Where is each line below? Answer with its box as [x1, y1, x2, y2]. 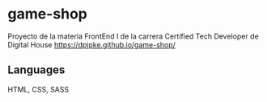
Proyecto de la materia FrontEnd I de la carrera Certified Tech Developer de [7, 31, 260, 41]
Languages [7, 63, 66, 77]
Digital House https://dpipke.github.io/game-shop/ [7, 39, 176, 49]
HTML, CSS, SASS [7, 84, 70, 94]
